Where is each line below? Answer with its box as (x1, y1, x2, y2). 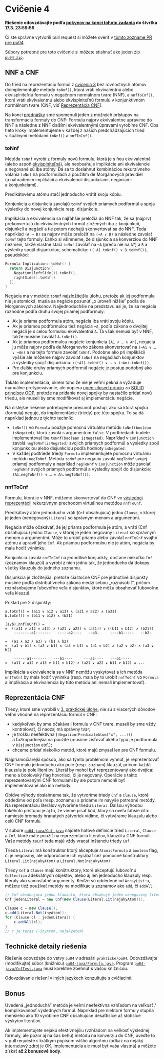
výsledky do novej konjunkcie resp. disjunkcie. (5, 206, 99, 212)
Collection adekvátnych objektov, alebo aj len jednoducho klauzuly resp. (5, 872, 152, 878)
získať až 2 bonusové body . (5, 1048, 62, 1054)
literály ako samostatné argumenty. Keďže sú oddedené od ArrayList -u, (5, 878, 150, 884)
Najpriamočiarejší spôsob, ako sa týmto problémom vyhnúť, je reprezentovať (5, 756, 160, 762)
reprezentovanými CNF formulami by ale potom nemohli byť (5, 777, 125, 783)
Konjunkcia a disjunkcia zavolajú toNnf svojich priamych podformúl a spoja (5, 201, 155, 207)
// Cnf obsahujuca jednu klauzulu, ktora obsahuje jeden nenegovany (5, 893, 147, 897)
